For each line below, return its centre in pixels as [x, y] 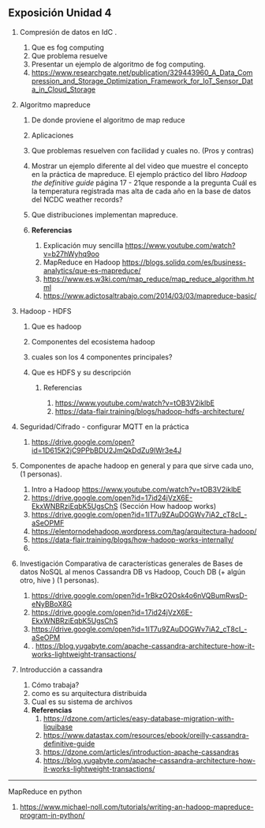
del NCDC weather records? [77, 199]
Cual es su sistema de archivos [82, 702]
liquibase [58, 727]
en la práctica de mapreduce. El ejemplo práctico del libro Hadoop [139, 174]
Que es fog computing [68, 47]
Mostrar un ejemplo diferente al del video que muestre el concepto [140, 166]
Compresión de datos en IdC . [68, 32]
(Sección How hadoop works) [168, 506]
